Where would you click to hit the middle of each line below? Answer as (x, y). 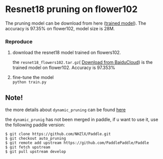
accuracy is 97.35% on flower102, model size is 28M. (60, 28)
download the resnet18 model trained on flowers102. (67, 53)
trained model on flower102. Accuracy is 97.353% (64, 68)
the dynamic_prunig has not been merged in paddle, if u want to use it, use (82, 120)
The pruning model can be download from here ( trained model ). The (76, 23)
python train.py (29, 82)
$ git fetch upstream (28, 147)
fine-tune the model (33, 77)
